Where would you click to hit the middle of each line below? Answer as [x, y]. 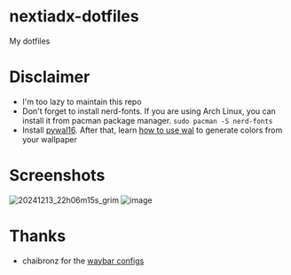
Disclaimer [50, 77]
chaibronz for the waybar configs [83, 261]
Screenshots [57, 176]
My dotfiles [30, 41]
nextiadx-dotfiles [74, 16]
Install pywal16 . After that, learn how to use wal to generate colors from [152, 130]
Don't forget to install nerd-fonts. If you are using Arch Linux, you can [149, 111]
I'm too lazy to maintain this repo [82, 101]
